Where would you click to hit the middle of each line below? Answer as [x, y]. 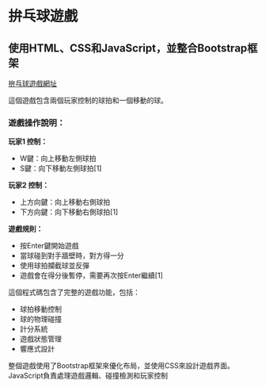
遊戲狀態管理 [40, 339]
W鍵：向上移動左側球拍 [58, 159]
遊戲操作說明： [37, 122]
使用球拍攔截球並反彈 [54, 266]
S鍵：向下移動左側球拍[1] [61, 168]
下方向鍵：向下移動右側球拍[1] [69, 212]
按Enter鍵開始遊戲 [49, 246]
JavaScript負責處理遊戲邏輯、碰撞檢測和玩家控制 [88, 376]
